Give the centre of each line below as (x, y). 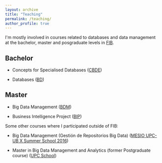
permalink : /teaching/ (28, 19)
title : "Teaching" (24, 14)
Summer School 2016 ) (46, 140)
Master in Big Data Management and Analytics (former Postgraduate (81, 150)
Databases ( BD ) (28, 80)
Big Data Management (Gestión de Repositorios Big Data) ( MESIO (78, 135)
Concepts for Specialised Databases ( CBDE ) (57, 70)
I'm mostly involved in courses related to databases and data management (81, 37)
